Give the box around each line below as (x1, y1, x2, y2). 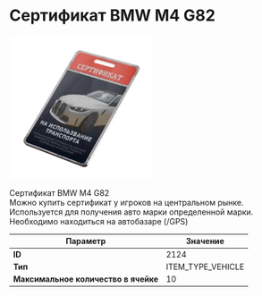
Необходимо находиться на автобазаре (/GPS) (9, 216, 189, 226)
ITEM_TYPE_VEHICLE (165, 261, 245, 272)
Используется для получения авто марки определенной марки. (9, 207, 254, 217)
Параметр (65, 236, 106, 247)
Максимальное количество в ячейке (13, 274, 159, 284)
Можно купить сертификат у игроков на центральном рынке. (9, 197, 244, 207)
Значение (186, 236, 225, 247)
